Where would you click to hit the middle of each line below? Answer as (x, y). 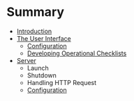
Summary (35, 12)
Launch (38, 68)
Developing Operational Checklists (77, 53)
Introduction (34, 31)
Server (26, 60)
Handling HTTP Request (62, 82)
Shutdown (42, 75)
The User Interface (44, 38)
